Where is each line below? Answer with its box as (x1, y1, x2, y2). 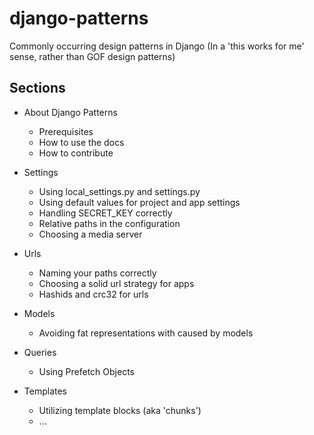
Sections (9, 80, 66, 97)
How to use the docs (38, 136, 125, 148)
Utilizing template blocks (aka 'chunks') (38, 404, 202, 416)
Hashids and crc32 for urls (38, 288, 149, 300)
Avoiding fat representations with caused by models (38, 327, 254, 339)
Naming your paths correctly (38, 267, 157, 279)
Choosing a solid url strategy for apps (38, 277, 195, 289)
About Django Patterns (23, 106, 118, 118)
